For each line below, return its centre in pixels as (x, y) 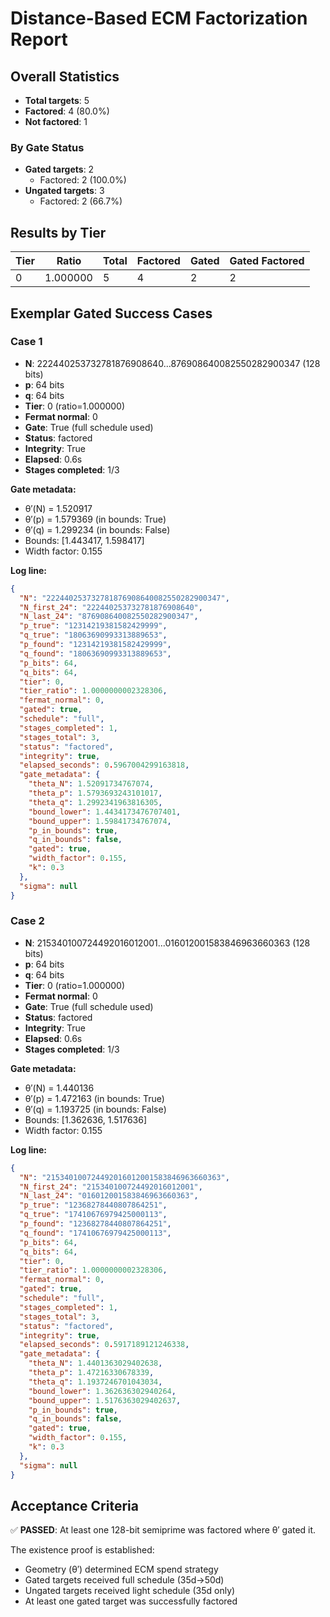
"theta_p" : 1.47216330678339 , (91, 1373)
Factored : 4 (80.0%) (67, 111)
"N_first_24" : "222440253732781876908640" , (111, 607)
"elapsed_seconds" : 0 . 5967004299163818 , (104, 765)
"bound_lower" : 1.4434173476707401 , (105, 812)
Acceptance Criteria (74, 1505)
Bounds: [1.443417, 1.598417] (84, 540)
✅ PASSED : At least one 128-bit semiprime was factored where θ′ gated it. (163, 1530)
